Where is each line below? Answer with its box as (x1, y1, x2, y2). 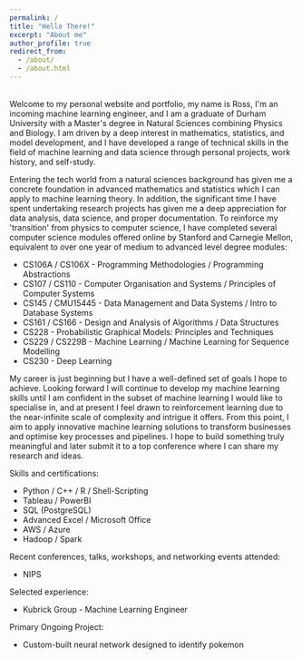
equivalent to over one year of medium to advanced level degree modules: (9, 241, 287, 252)
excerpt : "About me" (9, 30, 88, 39)
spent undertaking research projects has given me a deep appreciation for (9, 202, 287, 213)
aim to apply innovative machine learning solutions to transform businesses (9, 421, 292, 432)
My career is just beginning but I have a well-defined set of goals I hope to (9, 373, 287, 384)
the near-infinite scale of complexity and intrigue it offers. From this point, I (9, 411, 289, 422)
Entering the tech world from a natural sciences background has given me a (9, 173, 293, 184)
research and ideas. (9, 450, 84, 461)
